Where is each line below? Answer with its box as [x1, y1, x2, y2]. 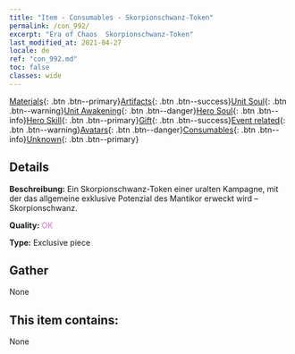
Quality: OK [9, 220, 54, 231]
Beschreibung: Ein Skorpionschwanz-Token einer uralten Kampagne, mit [9, 183, 279, 194]
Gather [9, 263, 49, 278]
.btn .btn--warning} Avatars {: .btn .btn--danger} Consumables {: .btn [9, 124, 257, 135]
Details [9, 160, 49, 175]
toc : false [9, 63, 50, 72]
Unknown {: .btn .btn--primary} [26, 133, 139, 144]
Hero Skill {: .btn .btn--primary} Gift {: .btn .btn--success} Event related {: [26, 114, 286, 125]
